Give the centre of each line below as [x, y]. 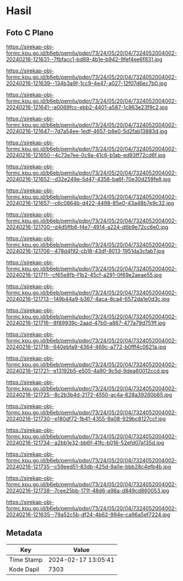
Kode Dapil [24, 569]
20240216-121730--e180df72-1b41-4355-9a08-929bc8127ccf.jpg [86, 419]
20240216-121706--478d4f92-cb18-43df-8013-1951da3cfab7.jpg [86, 251]
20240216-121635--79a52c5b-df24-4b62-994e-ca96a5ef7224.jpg [88, 515]
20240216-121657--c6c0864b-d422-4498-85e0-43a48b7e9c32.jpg [90, 203]
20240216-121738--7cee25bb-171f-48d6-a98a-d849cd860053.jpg [88, 490]
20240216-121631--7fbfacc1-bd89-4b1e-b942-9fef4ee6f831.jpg [84, 59]
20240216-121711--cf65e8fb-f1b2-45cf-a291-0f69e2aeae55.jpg [84, 275]
